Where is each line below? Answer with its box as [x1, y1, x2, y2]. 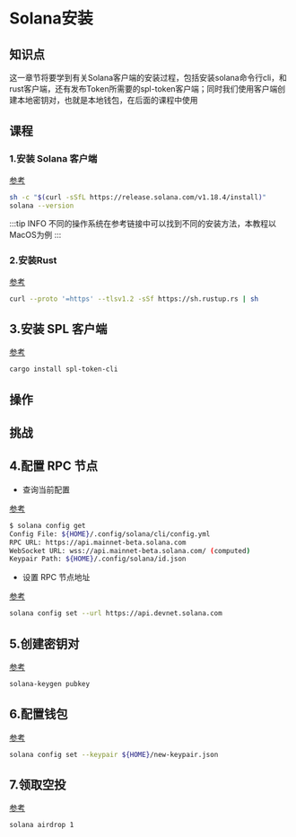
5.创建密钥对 [9, 636, 80, 651]
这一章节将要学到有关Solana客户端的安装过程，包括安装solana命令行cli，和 [9, 73, 287, 83]
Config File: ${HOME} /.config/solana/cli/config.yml [9, 529, 211, 539]
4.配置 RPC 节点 [9, 459, 99, 474]
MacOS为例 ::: [9, 230, 62, 241]
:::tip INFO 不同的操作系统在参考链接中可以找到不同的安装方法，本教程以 [9, 218, 276, 229]
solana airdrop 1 [9, 821, 74, 830]
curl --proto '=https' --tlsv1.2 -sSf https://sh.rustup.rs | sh [9, 294, 258, 304]
